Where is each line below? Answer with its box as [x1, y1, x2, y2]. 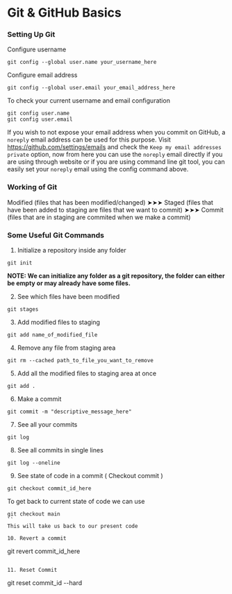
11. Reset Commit [7, 567, 58, 574]
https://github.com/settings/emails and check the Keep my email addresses [7, 143, 222, 151]
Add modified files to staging [17, 318, 101, 327]
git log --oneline [7, 459, 60, 466]
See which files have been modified [17, 293, 120, 301]
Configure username [7, 45, 67, 53]
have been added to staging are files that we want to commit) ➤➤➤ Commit [7, 205, 224, 214]
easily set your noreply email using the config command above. [7, 165, 189, 173]
